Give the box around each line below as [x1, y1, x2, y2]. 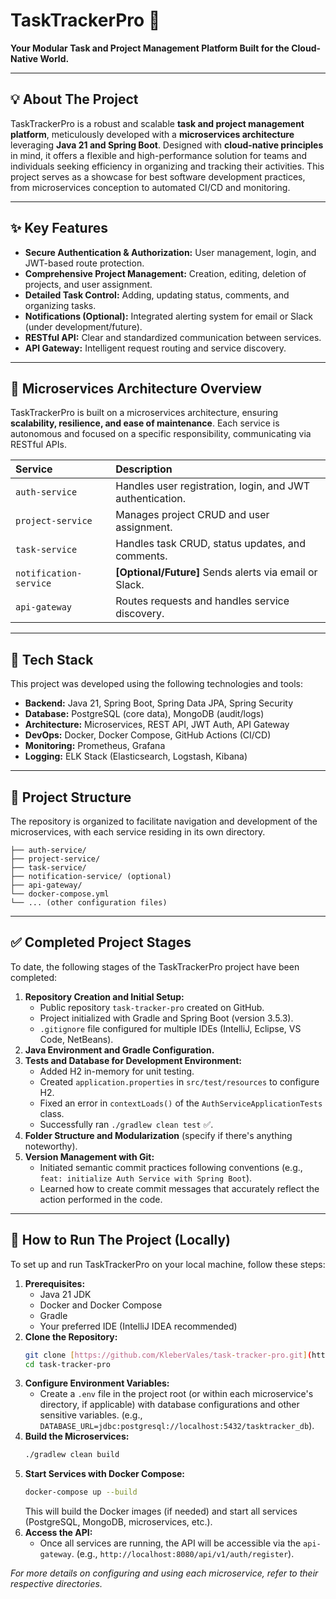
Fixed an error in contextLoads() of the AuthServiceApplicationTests [39, 1097, 323, 1109]
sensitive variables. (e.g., [39, 1409, 143, 1421]
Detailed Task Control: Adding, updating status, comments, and [24, 289, 290, 301]
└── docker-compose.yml [10, 889, 110, 899]
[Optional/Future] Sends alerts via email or [115, 565, 318, 579]
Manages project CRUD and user [115, 508, 270, 522]
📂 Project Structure [10, 789, 132, 806]
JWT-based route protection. [24, 257, 145, 269]
